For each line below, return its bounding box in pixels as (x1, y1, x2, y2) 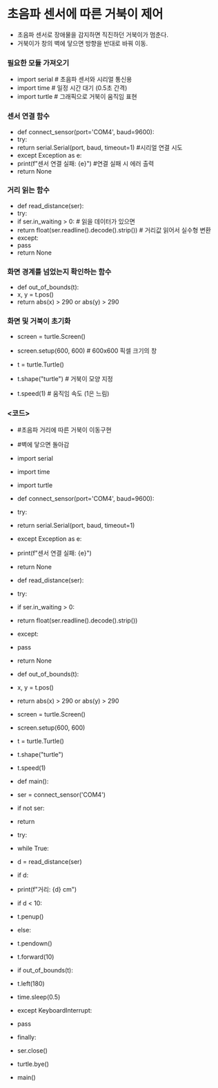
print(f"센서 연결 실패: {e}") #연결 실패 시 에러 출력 (17, 159, 155, 167)
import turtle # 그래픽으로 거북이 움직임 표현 (17, 93, 137, 101)
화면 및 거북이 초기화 (7, 316, 71, 326)
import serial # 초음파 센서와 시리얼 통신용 (17, 75, 132, 84)
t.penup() (17, 912, 44, 921)
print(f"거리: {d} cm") (17, 885, 77, 893)
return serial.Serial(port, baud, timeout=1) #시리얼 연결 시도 (17, 143, 183, 151)
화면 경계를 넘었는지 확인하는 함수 (7, 267, 112, 277)
